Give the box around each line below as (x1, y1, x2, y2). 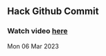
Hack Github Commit (7, 6, 99, 17)
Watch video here (7, 26, 68, 36)
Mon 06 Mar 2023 (7, 41, 59, 50)
